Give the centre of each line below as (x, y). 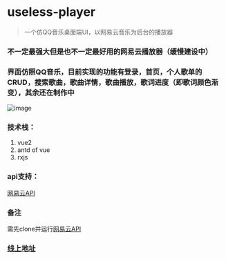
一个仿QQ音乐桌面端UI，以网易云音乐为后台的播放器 (98, 32)
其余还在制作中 (49, 93)
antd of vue (34, 150)
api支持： (23, 177)
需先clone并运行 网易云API (44, 229)
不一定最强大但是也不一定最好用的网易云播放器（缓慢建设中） (110, 51)
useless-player (51, 12)
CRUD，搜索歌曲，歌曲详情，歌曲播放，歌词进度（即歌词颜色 (109, 82)
